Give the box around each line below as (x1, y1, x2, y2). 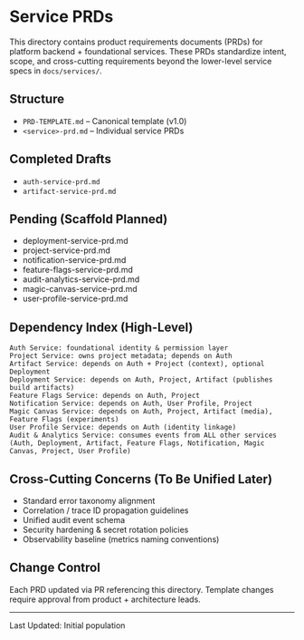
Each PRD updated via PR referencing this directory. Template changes (9, 584, 274, 595)
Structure (9, 92, 65, 107)
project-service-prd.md (22, 245, 111, 256)
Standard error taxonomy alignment (22, 496, 156, 506)
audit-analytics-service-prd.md (22, 274, 140, 285)
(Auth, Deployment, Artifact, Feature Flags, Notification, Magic (9, 439, 265, 448)
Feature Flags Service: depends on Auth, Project (9, 392, 201, 401)
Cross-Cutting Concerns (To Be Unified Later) (9, 471, 273, 487)
